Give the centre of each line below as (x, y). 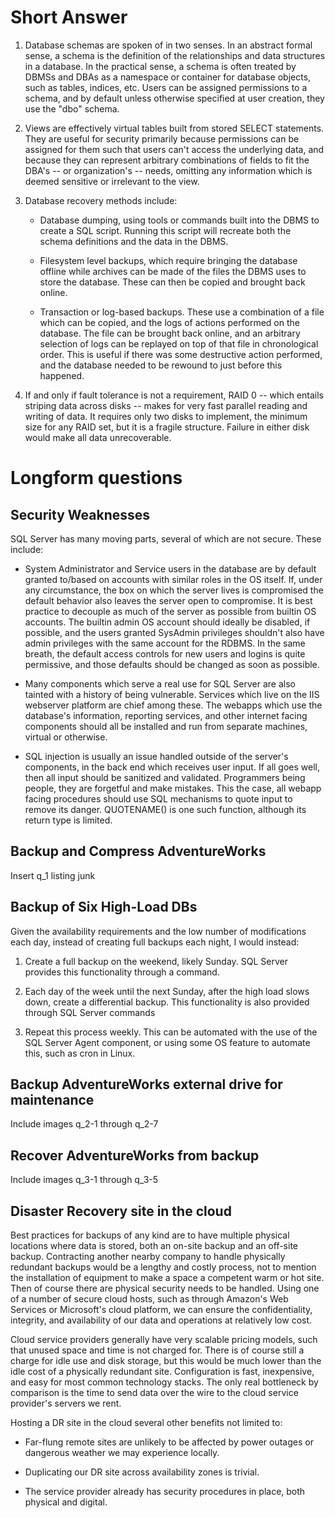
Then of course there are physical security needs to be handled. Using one (165, 1288)
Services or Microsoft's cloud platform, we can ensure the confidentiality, (161, 1309)
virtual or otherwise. (66, 737)
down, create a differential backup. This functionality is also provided (167, 1002)
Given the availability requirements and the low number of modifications (158, 931)
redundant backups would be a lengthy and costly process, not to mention (163, 1267)
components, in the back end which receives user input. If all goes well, (172, 767)
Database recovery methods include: (101, 200)
